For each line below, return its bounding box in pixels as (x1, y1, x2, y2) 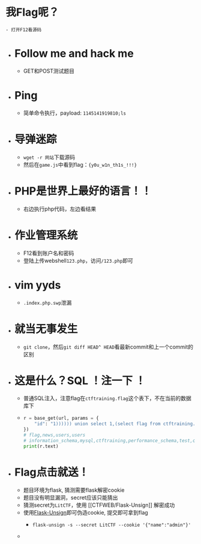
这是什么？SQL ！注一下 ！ (14, 374, 146, 387)
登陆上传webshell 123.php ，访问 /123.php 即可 (23, 257, 133, 264)
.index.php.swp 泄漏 (23, 299, 72, 306)
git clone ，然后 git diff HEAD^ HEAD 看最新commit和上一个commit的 (23, 343, 193, 350)
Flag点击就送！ (14, 465, 89, 479)
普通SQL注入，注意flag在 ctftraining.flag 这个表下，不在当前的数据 (23, 395, 191, 402)
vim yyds (14, 278, 61, 291)
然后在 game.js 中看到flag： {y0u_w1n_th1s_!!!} (23, 161, 137, 168)
